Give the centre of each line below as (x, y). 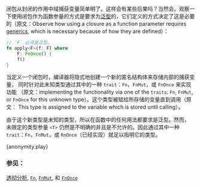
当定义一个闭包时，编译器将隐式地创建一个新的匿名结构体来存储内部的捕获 (98, 77)
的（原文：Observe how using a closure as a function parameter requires (96, 24)
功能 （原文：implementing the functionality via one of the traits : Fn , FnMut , (100, 92)
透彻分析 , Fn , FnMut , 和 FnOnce (42, 177)
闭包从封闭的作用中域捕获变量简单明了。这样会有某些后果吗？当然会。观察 (98, 9)
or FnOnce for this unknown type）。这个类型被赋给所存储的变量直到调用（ (96, 99)
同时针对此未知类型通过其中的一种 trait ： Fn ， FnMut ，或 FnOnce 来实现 (104, 85)
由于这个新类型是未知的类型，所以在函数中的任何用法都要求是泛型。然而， (98, 120)
